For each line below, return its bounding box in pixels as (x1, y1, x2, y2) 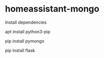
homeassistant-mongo (5, 3, 100, 14)
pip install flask (5, 47, 35, 53)
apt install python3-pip (5, 29, 51, 34)
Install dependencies (5, 19, 47, 25)
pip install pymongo (5, 38, 45, 44)
